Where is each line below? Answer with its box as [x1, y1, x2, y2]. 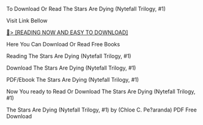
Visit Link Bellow [6, 17, 48, 24]
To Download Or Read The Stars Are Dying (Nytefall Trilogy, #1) [6, 5, 166, 12]
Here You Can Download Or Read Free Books [6, 41, 120, 48]
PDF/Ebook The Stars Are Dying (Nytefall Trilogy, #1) [6, 76, 139, 83]
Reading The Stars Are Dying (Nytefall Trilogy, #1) [6, 52, 131, 60]
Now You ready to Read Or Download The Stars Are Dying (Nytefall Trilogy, [6, 88, 196, 95]
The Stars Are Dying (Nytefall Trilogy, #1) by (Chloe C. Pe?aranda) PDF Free [6, 106, 197, 113]
